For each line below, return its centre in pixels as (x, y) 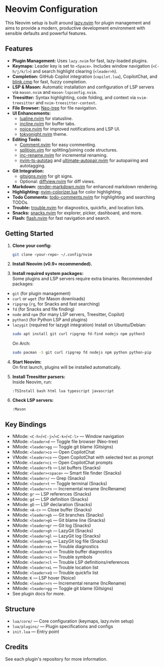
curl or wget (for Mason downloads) (49, 299)
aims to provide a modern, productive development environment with (75, 28)
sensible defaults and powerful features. (46, 33)
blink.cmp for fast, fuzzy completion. (49, 81)
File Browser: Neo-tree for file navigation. (55, 108)
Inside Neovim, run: (32, 382)
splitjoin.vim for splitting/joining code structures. (69, 150)
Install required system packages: (48, 274)
